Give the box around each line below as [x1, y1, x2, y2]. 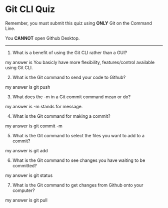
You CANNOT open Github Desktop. [5, 35, 80, 41]
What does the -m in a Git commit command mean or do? [12, 94, 131, 100]
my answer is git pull [5, 197, 47, 203]
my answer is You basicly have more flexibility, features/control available [5, 59, 155, 65]
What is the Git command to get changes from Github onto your [12, 182, 143, 188]
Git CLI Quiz [5, 4, 55, 15]
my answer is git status [5, 172, 53, 178]
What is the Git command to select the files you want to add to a [12, 132, 145, 138]
